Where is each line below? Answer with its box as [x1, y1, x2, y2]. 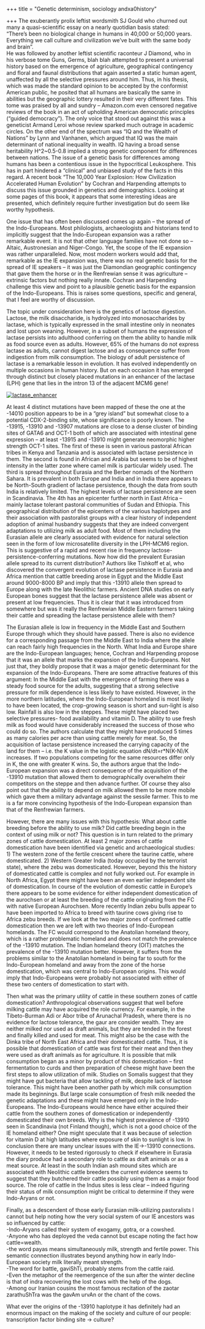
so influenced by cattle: [6, 1219, 66, 1227]
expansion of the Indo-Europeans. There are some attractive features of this [6, 669, 199, 676]
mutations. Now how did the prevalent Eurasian [66, 553, 185, 560]
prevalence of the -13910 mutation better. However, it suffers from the [6, 948, 182, 955]
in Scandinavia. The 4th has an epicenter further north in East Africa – [6, 495, 182, 501]
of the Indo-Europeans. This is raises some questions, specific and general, [6, 289, 197, 297]
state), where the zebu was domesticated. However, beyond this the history [6, 864, 197, 870]
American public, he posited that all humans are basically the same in [6, 89, 181, 96]
